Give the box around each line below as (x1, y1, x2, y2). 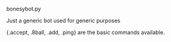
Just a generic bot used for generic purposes (6, 17, 121, 24)
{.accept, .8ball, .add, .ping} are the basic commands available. (6, 29, 165, 36)
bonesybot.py (6, 5, 42, 12)
